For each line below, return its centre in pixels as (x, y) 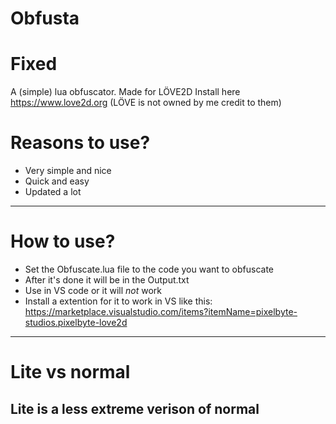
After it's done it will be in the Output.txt (107, 280)
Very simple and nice (68, 171)
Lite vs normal (70, 372)
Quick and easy (57, 181)
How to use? (63, 241)
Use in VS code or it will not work (93, 290)
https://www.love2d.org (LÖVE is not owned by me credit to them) (146, 103)
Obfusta (45, 18)
